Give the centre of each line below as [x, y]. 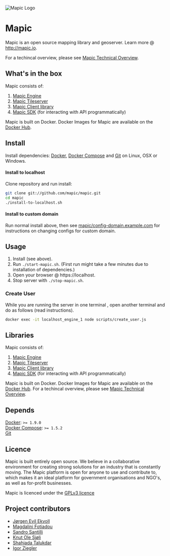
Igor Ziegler [25, 548]
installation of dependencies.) [44, 270]
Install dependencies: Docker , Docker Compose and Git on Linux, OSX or [81, 156]
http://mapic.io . [21, 48]
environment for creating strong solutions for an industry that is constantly [83, 467]
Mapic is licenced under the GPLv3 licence [50, 493]
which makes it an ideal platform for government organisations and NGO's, [83, 478]
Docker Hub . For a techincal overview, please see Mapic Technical [75, 389]
